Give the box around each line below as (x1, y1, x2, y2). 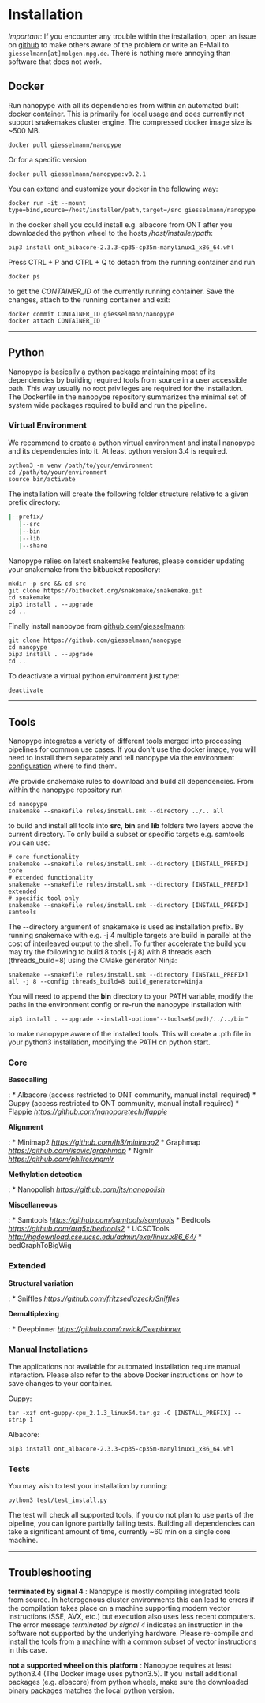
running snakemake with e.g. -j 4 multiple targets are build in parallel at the (8, 931, 252, 940)
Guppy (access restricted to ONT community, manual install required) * (8, 1099, 239, 1108)
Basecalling (8, 1075, 48, 1085)
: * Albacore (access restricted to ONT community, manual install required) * (8, 1090, 256, 1100)
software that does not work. (8, 57, 103, 66)
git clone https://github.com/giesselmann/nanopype (8, 637, 181, 644)
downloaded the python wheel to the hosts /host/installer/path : (8, 228, 213, 237)
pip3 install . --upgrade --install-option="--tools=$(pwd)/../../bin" (8, 1015, 248, 1023)
